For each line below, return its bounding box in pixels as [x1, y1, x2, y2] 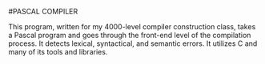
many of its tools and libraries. [8, 47, 108, 56]
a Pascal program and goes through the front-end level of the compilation [8, 31, 251, 40]
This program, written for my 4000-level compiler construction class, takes [8, 22, 256, 31]
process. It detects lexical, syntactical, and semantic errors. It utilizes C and [8, 39, 258, 48]
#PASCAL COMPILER [8, 7, 78, 16]
